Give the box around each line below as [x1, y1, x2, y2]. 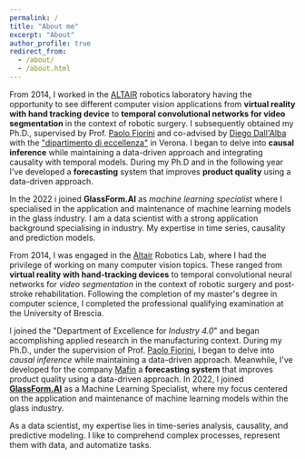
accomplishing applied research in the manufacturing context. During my [9, 334, 283, 345]
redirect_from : [9, 47, 67, 56]
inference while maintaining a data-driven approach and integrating [9, 146, 263, 157]
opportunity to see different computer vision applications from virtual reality [9, 98, 296, 109]
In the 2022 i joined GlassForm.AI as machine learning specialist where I [9, 193, 283, 205]
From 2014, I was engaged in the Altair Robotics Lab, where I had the [9, 249, 267, 260]
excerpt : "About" [9, 30, 75, 39]
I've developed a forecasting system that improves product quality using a [9, 165, 291, 177]
